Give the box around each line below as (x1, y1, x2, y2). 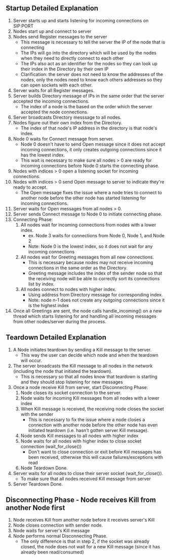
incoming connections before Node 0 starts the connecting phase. (20, 162, 159, 168)
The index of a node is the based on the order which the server (20, 103, 152, 109)
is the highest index (28, 302, 69, 308)
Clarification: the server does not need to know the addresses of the (20, 71, 163, 77)
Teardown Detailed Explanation (6, 333, 107, 342)
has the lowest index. (20, 152, 65, 158)
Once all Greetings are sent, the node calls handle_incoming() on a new (13, 308, 162, 314)
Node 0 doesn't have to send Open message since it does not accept (20, 141, 165, 147)
